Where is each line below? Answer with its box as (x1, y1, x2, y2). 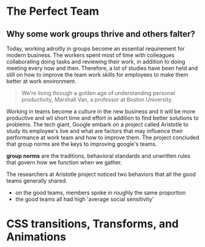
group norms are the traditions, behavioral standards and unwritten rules (6, 152, 191, 159)
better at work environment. (6, 78, 76, 85)
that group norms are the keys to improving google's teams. (6, 140, 157, 148)
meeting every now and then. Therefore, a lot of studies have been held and (6, 64, 198, 72)
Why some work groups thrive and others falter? (6, 29, 196, 39)
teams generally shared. (6, 177, 67, 184)
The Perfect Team (6, 4, 99, 18)
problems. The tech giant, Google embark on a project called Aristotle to (6, 121, 188, 128)
